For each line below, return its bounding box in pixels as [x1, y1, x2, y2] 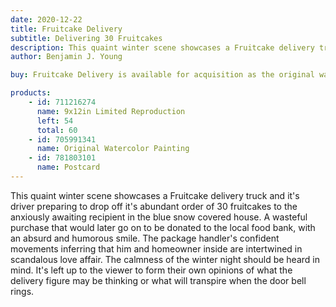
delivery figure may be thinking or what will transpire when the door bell [10, 274, 307, 286]
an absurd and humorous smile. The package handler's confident [10, 232, 280, 244]
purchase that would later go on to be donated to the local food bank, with [10, 221, 316, 233]
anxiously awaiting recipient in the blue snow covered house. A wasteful [10, 211, 308, 223]
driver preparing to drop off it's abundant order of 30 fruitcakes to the [10, 200, 298, 212]
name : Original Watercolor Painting [36, 144, 190, 154]
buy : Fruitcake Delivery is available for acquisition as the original [10, 70, 315, 80]
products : [10, 88, 52, 98]
